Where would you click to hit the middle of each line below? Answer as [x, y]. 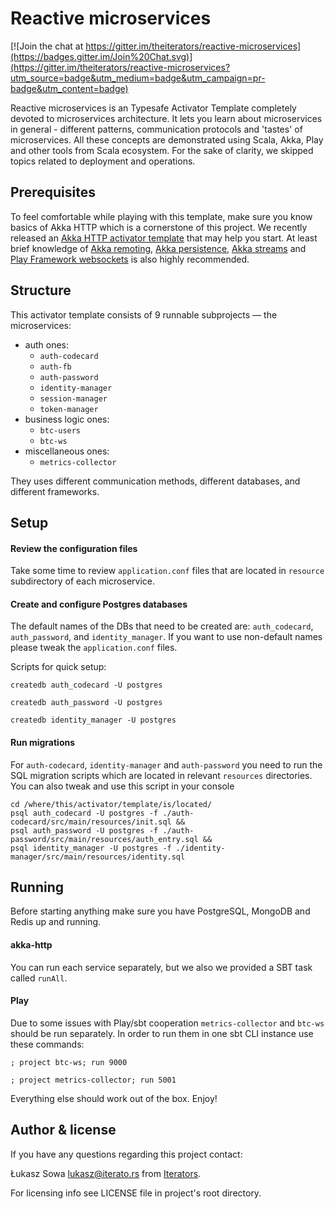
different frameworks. [55, 491]
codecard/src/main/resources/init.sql [91, 822]
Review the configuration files [74, 548]
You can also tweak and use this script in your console [122, 786]
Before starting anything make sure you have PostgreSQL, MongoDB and [160, 911]
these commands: [47, 1044]
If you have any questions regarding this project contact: [126, 1154]
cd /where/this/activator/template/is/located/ [111, 804]
